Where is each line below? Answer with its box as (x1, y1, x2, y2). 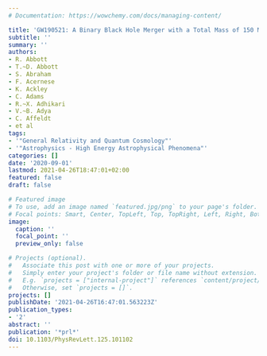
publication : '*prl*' (8, 327, 80, 336)
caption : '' (15, 225, 56, 233)
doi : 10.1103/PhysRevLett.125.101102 (8, 335, 133, 343)
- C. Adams (8, 92, 44, 100)
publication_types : (8, 306, 73, 314)
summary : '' (8, 41, 48, 48)
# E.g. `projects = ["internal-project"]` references (8, 276, 197, 284)
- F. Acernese (8, 77, 56, 86)
